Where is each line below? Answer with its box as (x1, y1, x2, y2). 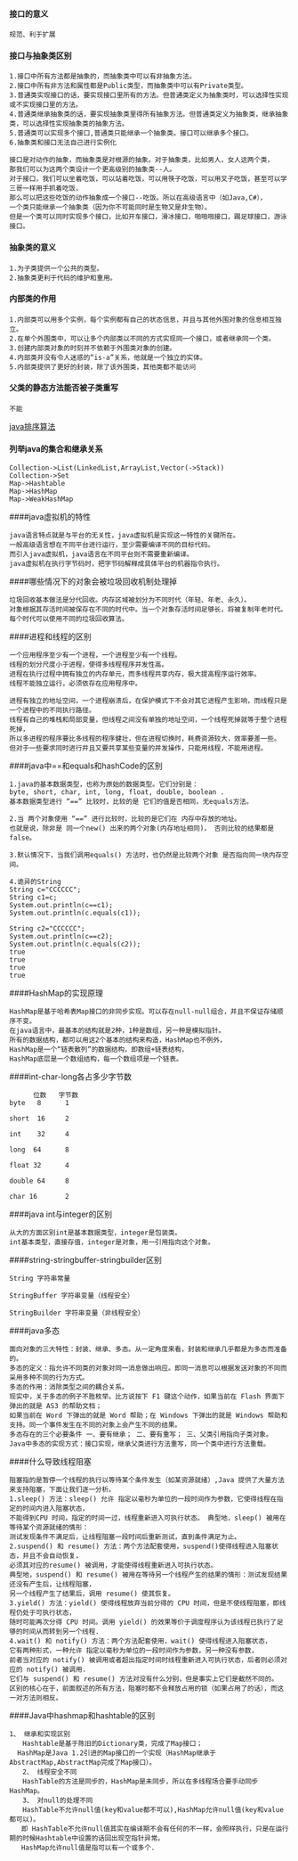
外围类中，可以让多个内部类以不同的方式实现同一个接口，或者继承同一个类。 (36, 334, 276, 343)
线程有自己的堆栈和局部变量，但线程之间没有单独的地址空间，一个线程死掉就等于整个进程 (9, 716, 287, 725)
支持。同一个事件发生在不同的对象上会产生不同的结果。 (9, 1421, 182, 1430)
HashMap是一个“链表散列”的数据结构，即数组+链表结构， (9, 1045, 189, 1054)
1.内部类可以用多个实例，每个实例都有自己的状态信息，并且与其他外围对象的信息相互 (9, 315, 276, 324)
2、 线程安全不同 (21, 1767, 77, 1777)
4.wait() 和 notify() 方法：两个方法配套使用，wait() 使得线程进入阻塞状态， (9, 1636, 272, 1646)
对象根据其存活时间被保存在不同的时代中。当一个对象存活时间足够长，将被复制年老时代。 (9, 605, 287, 614)
